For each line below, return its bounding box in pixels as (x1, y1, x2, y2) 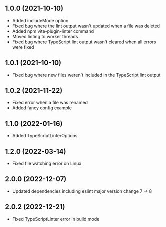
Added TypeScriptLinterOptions (12, 133, 78, 139)
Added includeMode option (12, 17, 69, 23)
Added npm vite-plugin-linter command (12, 28, 94, 34)
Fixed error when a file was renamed (12, 100, 88, 106)
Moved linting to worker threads (12, 33, 78, 39)
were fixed (12, 44, 34, 50)
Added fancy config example (12, 105, 72, 111)
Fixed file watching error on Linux (12, 160, 82, 167)
